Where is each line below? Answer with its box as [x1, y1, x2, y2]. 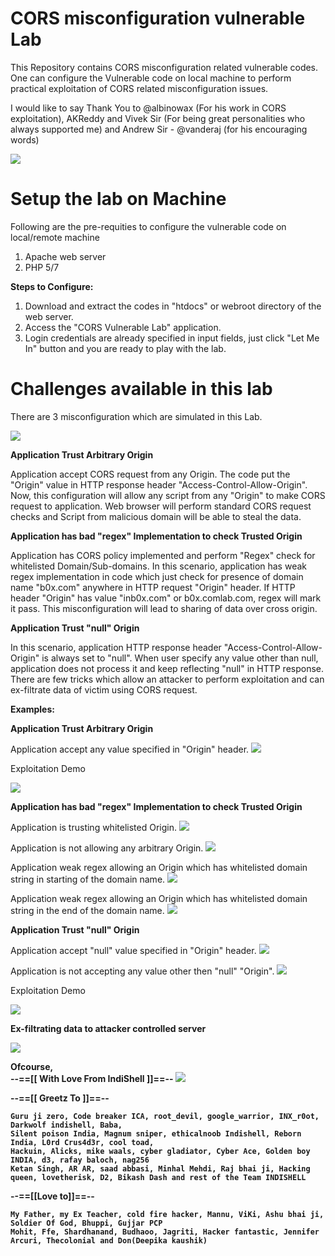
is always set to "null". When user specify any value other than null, [41, 652, 319, 664]
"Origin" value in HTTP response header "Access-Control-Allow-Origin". [10, 478, 308, 491]
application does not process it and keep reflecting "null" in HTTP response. [10, 662, 325, 674]
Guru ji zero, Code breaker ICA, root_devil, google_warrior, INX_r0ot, [10, 1111, 320, 1121]
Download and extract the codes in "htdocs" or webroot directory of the [24, 300, 322, 312]
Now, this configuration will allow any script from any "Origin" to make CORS [10, 489, 326, 501]
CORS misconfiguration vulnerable [10, 7, 306, 30]
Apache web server [24, 250, 107, 262]
